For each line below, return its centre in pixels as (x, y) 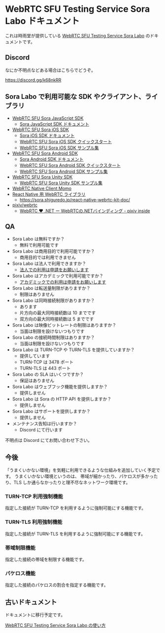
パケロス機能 (20, 573)
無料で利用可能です (39, 245)
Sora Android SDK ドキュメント (51, 159)
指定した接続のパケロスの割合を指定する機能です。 (57, 585)
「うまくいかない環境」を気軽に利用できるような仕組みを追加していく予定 (81, 470)
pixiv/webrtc (25, 205)
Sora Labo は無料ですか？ (38, 239)
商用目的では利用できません (48, 258)
